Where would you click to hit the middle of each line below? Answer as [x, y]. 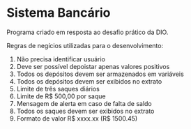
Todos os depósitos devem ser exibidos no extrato [89, 81]
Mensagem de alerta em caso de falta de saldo [84, 103]
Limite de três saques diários [58, 89]
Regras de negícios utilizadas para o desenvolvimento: [85, 45]
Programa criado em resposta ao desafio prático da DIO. [87, 32]
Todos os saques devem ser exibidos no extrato [85, 111]
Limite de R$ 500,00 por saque [61, 96]
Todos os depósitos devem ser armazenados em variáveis [100, 74]
